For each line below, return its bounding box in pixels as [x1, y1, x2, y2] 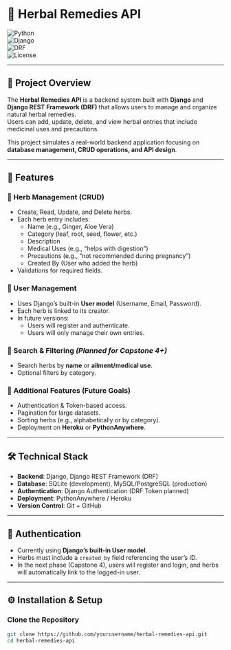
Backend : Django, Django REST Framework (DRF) [16, 473, 158, 481]
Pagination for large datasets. [16, 409, 101, 417]
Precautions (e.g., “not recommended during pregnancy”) [27, 252, 191, 260]
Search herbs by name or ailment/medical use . [16, 361, 153, 370]
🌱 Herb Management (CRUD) [7, 193, 104, 202]
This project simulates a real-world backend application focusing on [7, 138, 200, 147]
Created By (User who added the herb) [27, 259, 138, 268]
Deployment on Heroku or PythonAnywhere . [16, 423, 146, 432]
